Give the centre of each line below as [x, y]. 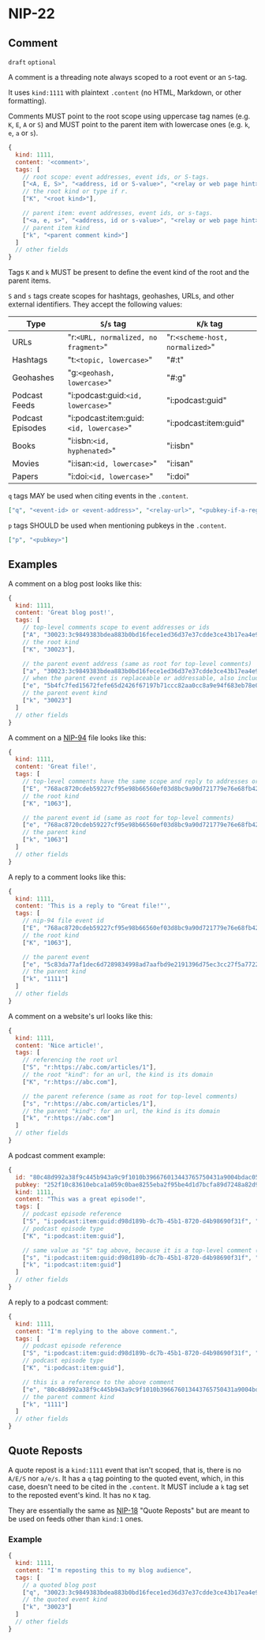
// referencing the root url [70, 1060]
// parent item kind [56, 228]
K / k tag [210, 324]
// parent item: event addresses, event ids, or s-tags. [118, 213]
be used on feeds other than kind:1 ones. [76, 1518]
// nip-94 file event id [63, 921]
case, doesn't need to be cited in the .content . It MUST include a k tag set [129, 1487]
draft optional [32, 62]
